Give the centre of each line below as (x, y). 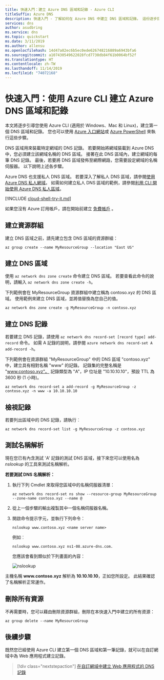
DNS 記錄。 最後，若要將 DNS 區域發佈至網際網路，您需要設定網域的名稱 (84, 160)
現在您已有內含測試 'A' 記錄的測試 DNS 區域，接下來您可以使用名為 (72, 458)
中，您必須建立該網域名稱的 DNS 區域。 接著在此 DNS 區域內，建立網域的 (79, 154)
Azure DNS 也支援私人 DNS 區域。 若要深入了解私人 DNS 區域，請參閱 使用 (80, 177)
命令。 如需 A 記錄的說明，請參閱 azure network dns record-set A (86, 343)
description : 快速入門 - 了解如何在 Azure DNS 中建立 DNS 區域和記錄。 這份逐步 (81, 19)
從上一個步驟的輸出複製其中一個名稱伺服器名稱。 (61, 508)
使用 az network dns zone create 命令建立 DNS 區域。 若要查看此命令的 (77, 276)
